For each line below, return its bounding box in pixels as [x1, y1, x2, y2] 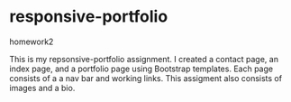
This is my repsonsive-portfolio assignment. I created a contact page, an [9, 53, 279, 64]
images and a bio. [9, 82, 76, 93]
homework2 [9, 36, 54, 47]
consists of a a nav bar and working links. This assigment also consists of [9, 72, 282, 83]
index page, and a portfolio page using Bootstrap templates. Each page [9, 63, 273, 74]
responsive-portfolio [9, 6, 168, 27]
